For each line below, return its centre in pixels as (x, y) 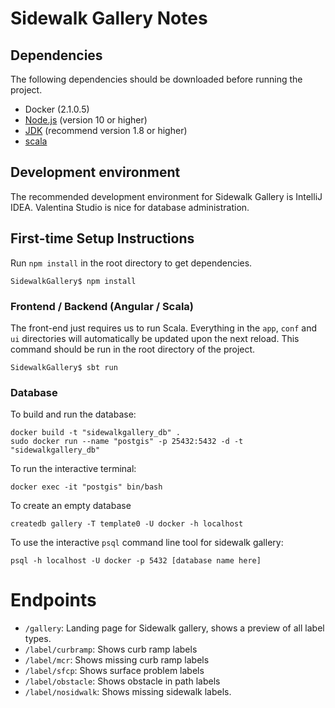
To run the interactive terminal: (73, 469)
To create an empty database (71, 506)
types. (38, 639)
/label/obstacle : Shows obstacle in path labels (122, 681)
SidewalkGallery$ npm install (73, 281)
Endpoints (53, 600)
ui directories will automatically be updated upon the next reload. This (155, 338)
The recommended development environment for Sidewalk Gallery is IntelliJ (166, 196)
